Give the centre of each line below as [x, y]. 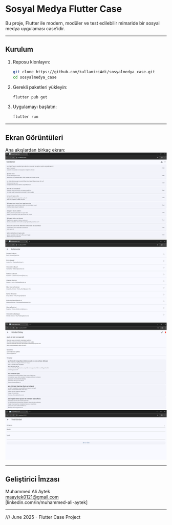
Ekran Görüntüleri [34, 138]
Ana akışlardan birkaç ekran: [35, 150]
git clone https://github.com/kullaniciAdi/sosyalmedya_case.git [84, 72]
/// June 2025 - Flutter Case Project [43, 517]
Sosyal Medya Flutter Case [63, 9]
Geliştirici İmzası [33, 479]
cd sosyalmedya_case [35, 77]
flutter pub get [30, 97]
